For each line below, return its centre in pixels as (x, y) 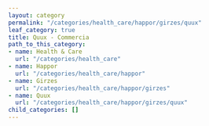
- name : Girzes (33, 81)
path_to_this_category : (47, 45)
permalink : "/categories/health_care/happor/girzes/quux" (105, 23)
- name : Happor (33, 67)
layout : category (37, 15)
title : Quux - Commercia (49, 37)
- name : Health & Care (45, 52)
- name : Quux (29, 95)
